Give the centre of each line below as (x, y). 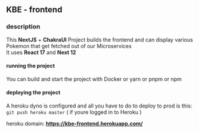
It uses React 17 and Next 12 (41, 52)
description (23, 27)
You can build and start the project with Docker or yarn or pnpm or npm (94, 79)
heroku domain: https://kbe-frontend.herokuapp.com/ (74, 123)
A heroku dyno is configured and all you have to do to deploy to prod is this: (99, 106)
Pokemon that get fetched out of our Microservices (69, 46)
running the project (31, 66)
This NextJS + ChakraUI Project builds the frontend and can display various (100, 39)
